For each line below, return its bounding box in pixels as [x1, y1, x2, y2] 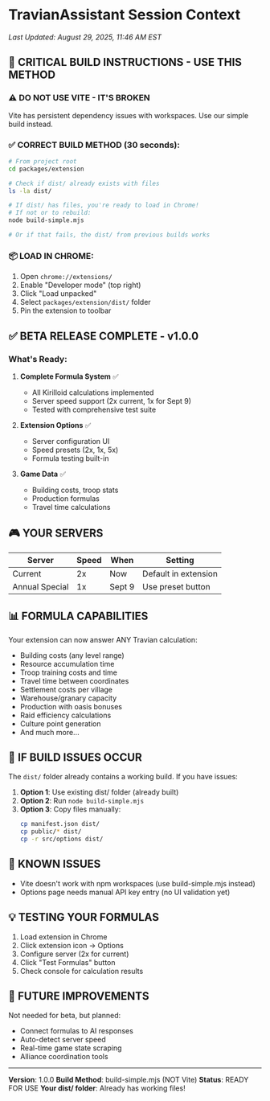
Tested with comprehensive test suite [31, 405, 157, 414]
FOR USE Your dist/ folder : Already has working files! [8, 1083, 186, 1093]
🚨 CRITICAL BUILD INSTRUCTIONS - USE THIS [8, 55, 243, 69]
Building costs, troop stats [31, 485, 119, 495]
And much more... [19, 727, 80, 737]
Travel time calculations [31, 502, 111, 511]
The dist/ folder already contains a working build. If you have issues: [8, 772, 239, 782]
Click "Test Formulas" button [19, 957, 116, 967]
